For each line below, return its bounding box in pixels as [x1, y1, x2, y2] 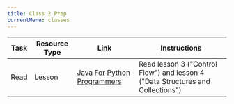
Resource [36, 39, 69, 49]
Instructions [160, 43, 202, 53]
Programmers [77, 76, 122, 86]
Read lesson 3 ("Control [139, 59, 217, 69]
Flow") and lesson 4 [139, 67, 205, 77]
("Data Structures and [139, 76, 210, 86]
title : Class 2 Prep [7, 10, 68, 17]
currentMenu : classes [7, 17, 70, 24]
